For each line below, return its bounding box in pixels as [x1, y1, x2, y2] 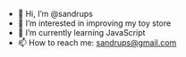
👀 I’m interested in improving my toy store [17, 18, 172, 28]
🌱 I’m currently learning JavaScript [17, 28, 146, 37]
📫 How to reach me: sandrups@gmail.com [17, 37, 177, 48]
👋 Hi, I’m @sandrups [17, 9, 94, 19]
